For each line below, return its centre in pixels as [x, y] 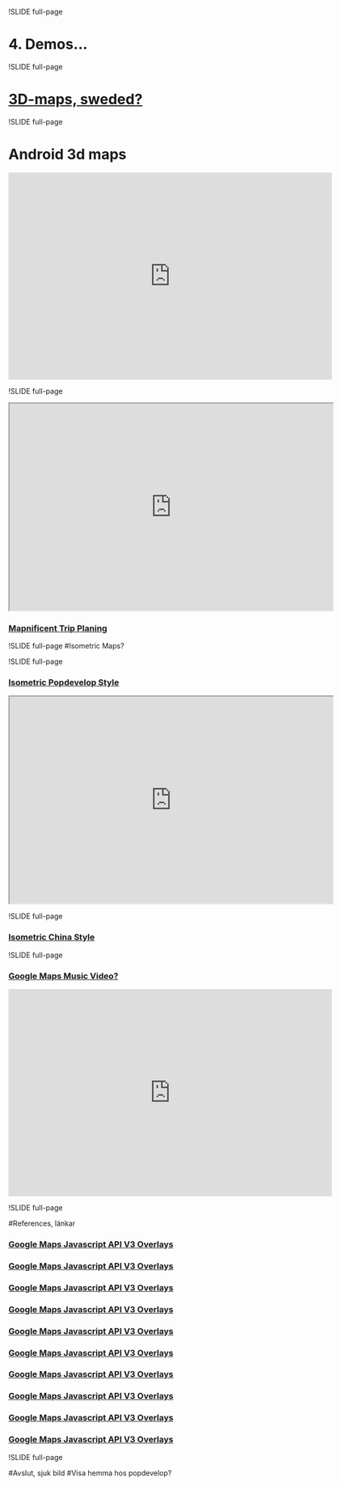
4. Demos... [48, 44]
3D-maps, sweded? [76, 99]
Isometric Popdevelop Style [64, 682]
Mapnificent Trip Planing [58, 628]
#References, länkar [42, 1223]
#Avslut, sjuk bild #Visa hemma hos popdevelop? [90, 1473]
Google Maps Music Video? [63, 976]
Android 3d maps [68, 155]
